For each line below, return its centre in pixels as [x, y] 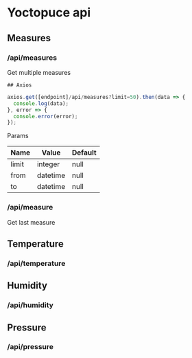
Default [84, 153]
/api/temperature [36, 263]
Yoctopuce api [49, 13]
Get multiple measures [39, 72]
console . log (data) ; [41, 103]
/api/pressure [30, 347]
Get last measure [31, 222]
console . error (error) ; [46, 116]
